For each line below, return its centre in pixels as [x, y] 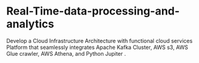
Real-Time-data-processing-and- [93, 11]
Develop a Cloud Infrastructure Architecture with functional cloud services [100, 41]
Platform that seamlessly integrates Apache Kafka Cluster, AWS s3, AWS [97, 47]
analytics [30, 24]
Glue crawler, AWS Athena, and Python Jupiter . [66, 53]
